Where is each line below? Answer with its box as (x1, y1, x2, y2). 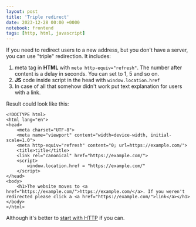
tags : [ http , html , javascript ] (6, 31, 85, 36)
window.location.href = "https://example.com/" (27, 163, 146, 169)
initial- (150, 133, 172, 138)
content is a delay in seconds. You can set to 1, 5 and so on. (14, 70, 160, 77)
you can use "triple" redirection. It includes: (6, 53, 111, 60)
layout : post (6, 8, 38, 15)
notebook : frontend (6, 25, 54, 31)
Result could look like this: (6, 100, 69, 107)
